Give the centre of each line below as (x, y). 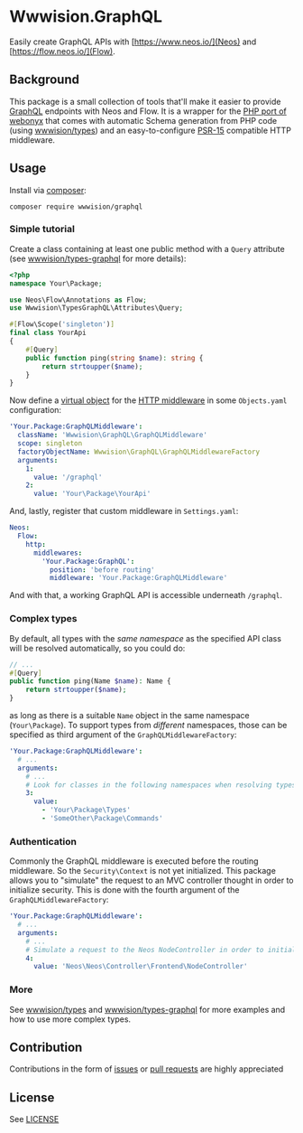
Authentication (43, 841)
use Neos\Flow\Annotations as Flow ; (78, 300)
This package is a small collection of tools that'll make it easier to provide (145, 101)
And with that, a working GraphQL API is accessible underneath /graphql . (146, 595)
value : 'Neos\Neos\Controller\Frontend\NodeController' (140, 967)
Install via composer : (48, 190)
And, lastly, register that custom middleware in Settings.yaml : (124, 511)
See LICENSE (34, 1119)
